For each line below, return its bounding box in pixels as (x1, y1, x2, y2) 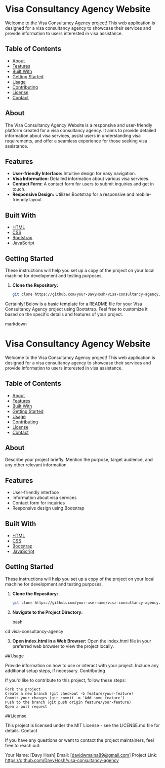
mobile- (135, 191, 152, 197)
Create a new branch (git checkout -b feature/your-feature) (5, 691, 134, 696)
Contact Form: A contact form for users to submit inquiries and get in (12, 181, 154, 187)
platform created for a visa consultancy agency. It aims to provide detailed (5, 127, 157, 133)
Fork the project (5, 686, 41, 692)
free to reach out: (5, 742, 41, 748)
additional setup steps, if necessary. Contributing (5, 668, 105, 674)
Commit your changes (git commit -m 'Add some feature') (5, 695, 125, 700)
